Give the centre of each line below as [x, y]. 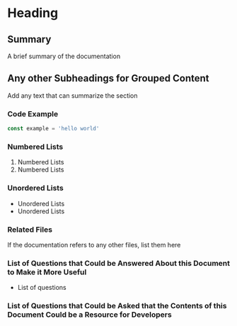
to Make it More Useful [47, 272]
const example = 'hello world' [53, 129]
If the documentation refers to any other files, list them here [94, 244]
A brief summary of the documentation [64, 56]
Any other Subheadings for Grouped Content [109, 78]
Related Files [30, 230]
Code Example [33, 113]
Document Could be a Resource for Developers [89, 315]
